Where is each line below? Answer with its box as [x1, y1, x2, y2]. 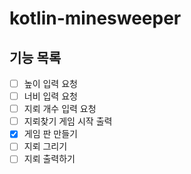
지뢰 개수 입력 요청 [23, 103, 97, 115]
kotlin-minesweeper [9, 7, 182, 30]
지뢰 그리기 [23, 140, 68, 152]
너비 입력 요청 [23, 90, 78, 102]
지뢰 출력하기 [23, 153, 76, 165]
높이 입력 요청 [23, 78, 78, 89]
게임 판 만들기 [23, 128, 78, 140]
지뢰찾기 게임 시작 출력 [23, 115, 113, 127]
